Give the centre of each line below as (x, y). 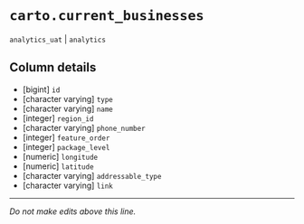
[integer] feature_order (66, 137)
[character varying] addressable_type (92, 175)
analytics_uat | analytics (58, 39)
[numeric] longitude (60, 156)
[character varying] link (67, 185)
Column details (53, 67)
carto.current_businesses (107, 16)
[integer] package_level (66, 146)
